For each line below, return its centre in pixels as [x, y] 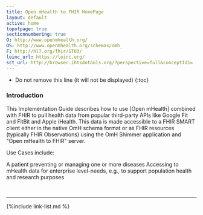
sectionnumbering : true [36, 35]
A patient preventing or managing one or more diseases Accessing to [93, 164]
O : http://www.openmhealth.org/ [47, 40]
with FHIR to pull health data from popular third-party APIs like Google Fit [97, 115]
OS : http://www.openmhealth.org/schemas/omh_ [64, 46]
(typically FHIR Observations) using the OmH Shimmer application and [94, 134]
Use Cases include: [30, 153]
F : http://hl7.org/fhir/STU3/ [44, 51]
